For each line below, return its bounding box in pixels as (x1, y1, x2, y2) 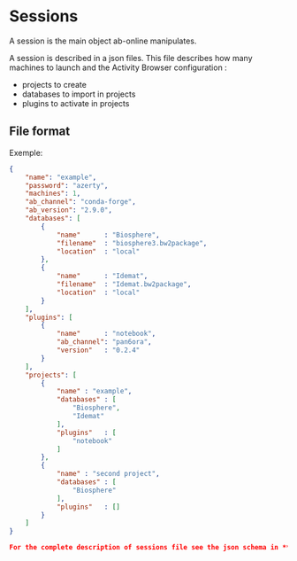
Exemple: (9, 147, 43, 158)
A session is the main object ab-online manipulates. (9, 35, 197, 46)
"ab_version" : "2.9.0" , (25, 206, 113, 214)
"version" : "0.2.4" (56, 346, 141, 355)
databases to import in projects (21, 89, 136, 99)
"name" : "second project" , (56, 470, 161, 479)
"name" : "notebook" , (56, 330, 156, 339)
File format (9, 124, 71, 139)
